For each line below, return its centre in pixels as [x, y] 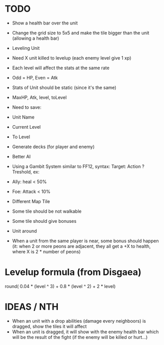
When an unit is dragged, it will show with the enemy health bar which [85, 332]
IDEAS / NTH [32, 307]
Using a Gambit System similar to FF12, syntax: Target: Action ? [78, 166]
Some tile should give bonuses [44, 221]
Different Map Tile [31, 201]
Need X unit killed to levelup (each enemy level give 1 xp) [72, 58]
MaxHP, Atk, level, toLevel [39, 97]
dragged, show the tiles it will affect [49, 326]
